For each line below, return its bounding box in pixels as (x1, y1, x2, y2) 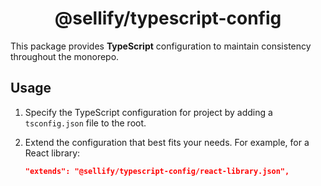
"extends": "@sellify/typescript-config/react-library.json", (24, 166, 290, 176)
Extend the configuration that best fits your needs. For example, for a (24, 136, 310, 148)
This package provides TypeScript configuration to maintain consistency (10, 40, 312, 52)
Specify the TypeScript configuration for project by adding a (24, 106, 273, 118)
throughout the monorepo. (10, 50, 120, 62)
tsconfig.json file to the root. (24, 117, 147, 129)
